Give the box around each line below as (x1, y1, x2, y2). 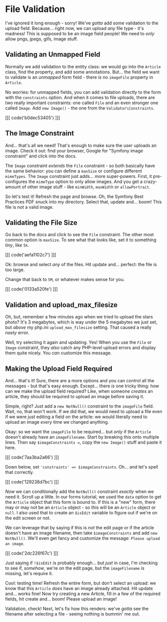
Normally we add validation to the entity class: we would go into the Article (5, 63, 161, 69)
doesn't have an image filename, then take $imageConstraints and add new (5, 530, 158, 536)
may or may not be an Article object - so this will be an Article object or (5, 504, 156, 510)
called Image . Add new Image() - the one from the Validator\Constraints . (5, 105, 155, 111)
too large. (5, 267, 25, 273)
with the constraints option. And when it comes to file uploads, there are (5, 94, 156, 100)
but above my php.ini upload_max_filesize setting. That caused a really (5, 324, 152, 330)
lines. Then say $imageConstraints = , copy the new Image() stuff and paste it (5, 440, 162, 445)
